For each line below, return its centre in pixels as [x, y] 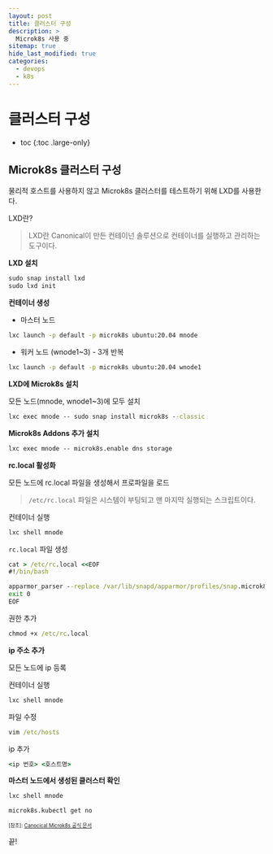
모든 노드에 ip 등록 [37, 667]
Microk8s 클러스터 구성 [65, 170]
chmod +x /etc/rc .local [49, 634]
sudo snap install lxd [47, 279]
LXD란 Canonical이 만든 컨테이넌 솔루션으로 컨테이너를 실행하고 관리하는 [144, 236]
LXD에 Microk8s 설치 [43, 384]
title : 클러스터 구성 [40, 24]
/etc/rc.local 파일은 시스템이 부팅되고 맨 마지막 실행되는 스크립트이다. [142, 499]
